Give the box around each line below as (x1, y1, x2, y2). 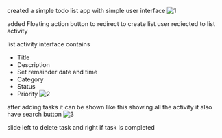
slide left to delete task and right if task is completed (7, 124, 156, 131)
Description (16, 61, 50, 68)
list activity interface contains (7, 40, 90, 48)
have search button (7, 110, 62, 118)
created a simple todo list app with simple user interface (7, 7, 166, 14)
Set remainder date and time (16, 68, 98, 76)
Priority (16, 89, 38, 98)
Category (16, 75, 44, 83)
